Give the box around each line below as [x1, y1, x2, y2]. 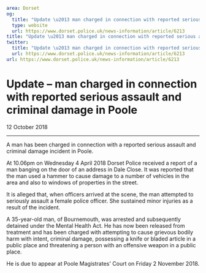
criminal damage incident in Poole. [6, 147, 94, 155]
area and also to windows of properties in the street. [6, 179, 139, 186]
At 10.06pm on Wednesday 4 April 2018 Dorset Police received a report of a [6, 159, 197, 166]
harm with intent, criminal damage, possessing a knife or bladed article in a [6, 235, 196, 242]
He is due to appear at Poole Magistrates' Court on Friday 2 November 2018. [6, 260, 200, 267]
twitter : [6, 39, 29, 45]
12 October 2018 [6, 123, 48, 130]
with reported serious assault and [6, 90, 182, 103]
